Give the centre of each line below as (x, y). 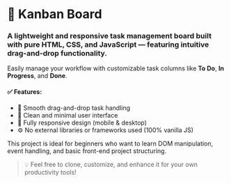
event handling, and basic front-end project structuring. (87, 151)
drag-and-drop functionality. (57, 54)
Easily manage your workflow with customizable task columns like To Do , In (116, 68)
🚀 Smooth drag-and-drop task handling (74, 108)
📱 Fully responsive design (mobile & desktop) (82, 122)
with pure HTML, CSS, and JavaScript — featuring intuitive (108, 45)
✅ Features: (25, 92)
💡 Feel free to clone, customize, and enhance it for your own (111, 164)
